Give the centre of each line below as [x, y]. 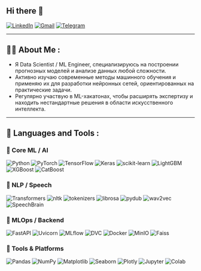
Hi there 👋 [25, 11]
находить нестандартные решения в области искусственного [94, 102]
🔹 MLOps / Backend [35, 220]
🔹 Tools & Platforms [35, 248]
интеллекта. [30, 109]
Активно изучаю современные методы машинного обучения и [95, 77]
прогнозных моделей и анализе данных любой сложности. [90, 71]
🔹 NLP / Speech [29, 185]
